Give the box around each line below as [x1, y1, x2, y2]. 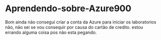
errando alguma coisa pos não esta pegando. [5, 29, 97, 35]
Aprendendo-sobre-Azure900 [5, 3, 132, 14]
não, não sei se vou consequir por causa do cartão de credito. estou [5, 24, 143, 30]
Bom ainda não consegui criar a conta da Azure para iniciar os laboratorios [5, 19, 157, 25]
